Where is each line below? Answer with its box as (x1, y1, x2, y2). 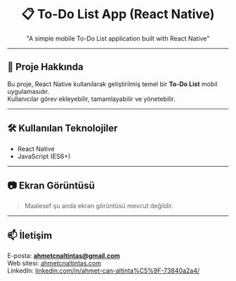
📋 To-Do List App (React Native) (21, 6, 215, 22)
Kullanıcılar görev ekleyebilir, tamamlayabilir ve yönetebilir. (7, 95, 176, 103)
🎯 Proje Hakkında (7, 61, 84, 73)
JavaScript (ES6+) (17, 152, 71, 160)
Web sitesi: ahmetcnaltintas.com (7, 259, 102, 268)
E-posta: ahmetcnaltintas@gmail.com (7, 252, 121, 260)
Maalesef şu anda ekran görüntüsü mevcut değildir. (24, 202, 173, 210)
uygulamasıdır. (7, 87, 50, 95)
